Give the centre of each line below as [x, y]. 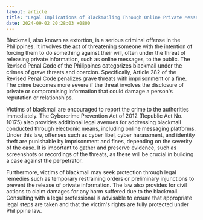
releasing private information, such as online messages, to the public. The [98, 59]
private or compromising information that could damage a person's [90, 92]
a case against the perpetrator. [45, 161]
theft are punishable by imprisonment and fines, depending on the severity [99, 142]
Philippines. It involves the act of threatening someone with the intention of [99, 46]
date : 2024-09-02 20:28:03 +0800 [48, 23]
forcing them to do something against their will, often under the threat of [96, 53]
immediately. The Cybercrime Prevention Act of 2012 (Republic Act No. [95, 116]
